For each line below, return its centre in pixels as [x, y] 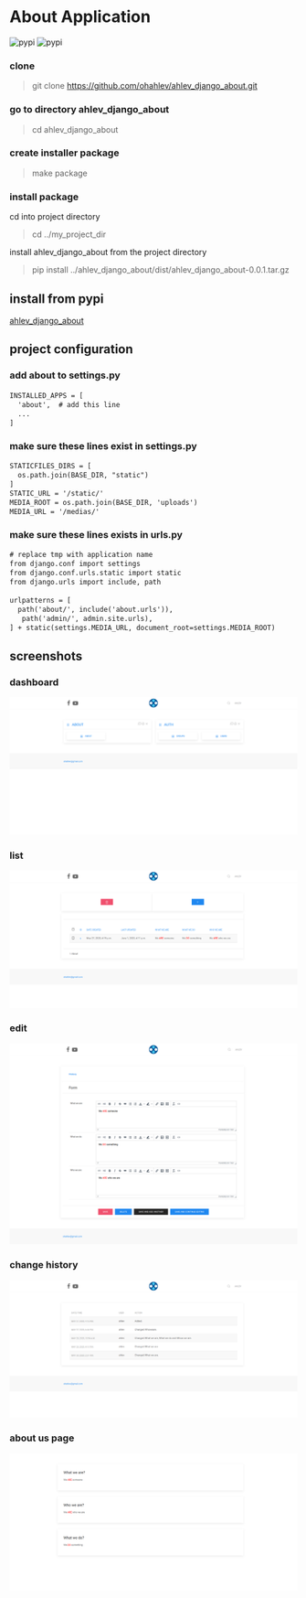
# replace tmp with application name [81, 555]
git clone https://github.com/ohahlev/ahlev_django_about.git [144, 86]
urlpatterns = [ [40, 601]
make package [60, 173]
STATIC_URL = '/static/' [57, 493]
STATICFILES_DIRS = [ [51, 466]
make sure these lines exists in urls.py [96, 534]
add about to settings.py [65, 375]
